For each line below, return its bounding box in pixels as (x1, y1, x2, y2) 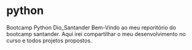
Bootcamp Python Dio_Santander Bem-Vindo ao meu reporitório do (6, 24, 177, 31)
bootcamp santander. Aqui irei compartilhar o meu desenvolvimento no (6, 30, 186, 37)
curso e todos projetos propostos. (6, 37, 92, 44)
